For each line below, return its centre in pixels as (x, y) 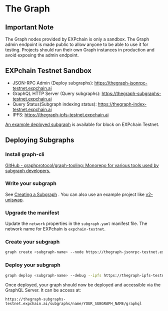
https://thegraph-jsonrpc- (121, 82)
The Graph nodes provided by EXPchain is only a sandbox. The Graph (77, 39)
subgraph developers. (28, 170)
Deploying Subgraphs (40, 140)
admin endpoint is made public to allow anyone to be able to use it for (77, 44)
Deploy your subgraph (33, 265)
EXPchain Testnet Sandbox (48, 71)
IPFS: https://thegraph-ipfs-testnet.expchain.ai (60, 114)
